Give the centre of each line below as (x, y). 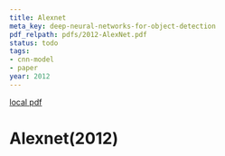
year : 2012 (30, 77)
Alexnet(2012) (64, 138)
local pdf (26, 102)
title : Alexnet (38, 18)
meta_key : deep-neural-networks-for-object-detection (113, 26)
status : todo (34, 43)
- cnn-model (32, 60)
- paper (24, 69)
